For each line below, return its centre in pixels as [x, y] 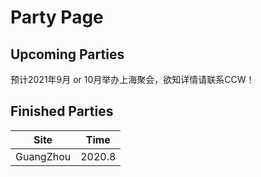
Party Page [57, 17]
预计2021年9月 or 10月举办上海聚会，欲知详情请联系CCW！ [132, 79]
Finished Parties [62, 111]
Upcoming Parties [67, 54]
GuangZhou [43, 156]
